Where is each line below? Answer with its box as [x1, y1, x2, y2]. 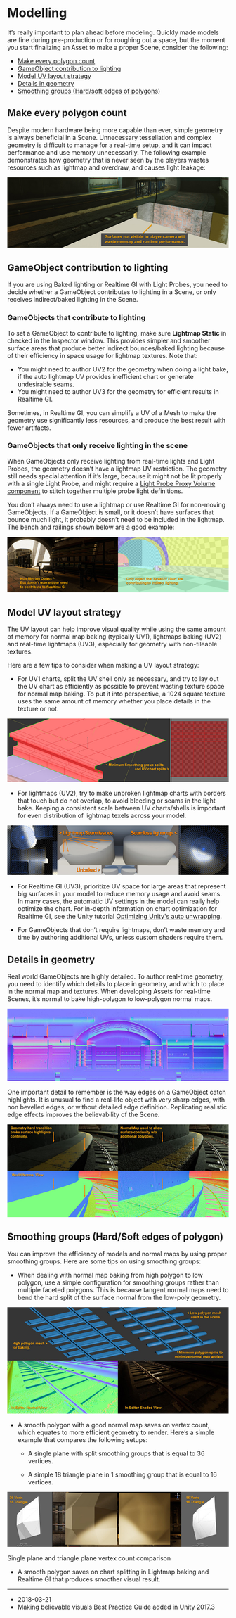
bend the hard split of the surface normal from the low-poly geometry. [17, 1293, 221, 1301]
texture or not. [17, 704, 59, 713]
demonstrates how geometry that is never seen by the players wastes [7, 155, 209, 164]
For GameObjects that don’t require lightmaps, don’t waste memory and [17, 926, 225, 934]
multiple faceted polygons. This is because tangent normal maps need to [17, 1285, 229, 1294]
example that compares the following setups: [17, 1436, 148, 1444]
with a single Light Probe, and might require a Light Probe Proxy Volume [7, 479, 216, 488]
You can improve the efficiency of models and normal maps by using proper [7, 1249, 227, 1258]
